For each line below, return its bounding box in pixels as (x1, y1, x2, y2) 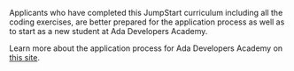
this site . (9, 53, 41, 62)
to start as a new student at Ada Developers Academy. (9, 26, 208, 36)
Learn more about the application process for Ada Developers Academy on (9, 43, 283, 53)
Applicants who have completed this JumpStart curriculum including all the (9, 8, 283, 18)
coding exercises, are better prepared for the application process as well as (9, 17, 285, 27)
